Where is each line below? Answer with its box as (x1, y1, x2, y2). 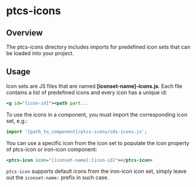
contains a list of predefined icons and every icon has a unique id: (6, 89, 167, 96)
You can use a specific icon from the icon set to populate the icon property (6, 139, 189, 146)
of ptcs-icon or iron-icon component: (6, 146, 97, 153)
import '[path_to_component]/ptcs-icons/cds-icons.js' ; (6, 128, 147, 134)
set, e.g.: (6, 117, 28, 124)
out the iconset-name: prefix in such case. (6, 174, 109, 181)
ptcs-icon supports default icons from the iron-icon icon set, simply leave (6, 167, 187, 175)
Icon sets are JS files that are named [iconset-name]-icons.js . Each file (6, 82, 183, 89)
